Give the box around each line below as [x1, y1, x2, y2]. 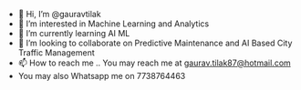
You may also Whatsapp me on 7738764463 [17, 71, 186, 81]
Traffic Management [17, 47, 95, 58]
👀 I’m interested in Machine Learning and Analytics [17, 18, 210, 29]
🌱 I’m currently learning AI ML [17, 28, 130, 38]
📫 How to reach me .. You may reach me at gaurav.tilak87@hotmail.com [17, 57, 292, 68]
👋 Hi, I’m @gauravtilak [17, 9, 102, 19]
